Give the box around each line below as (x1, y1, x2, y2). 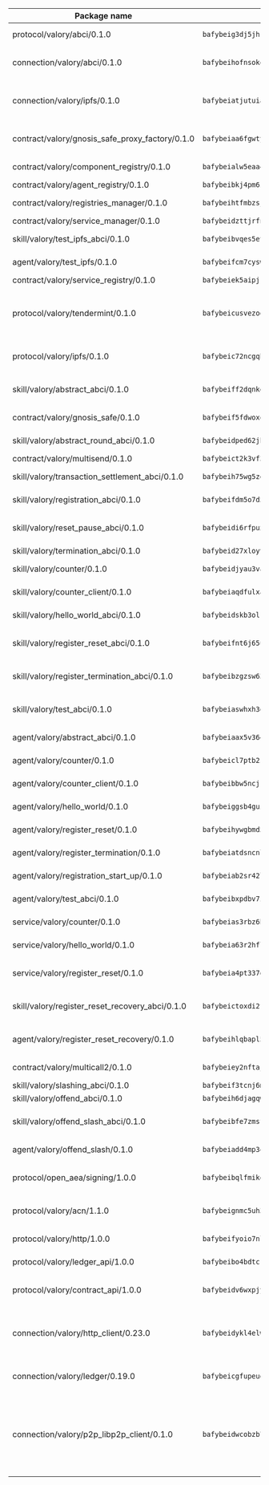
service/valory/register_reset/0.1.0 (12, 968, 144, 978)
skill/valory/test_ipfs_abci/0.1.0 (12, 233, 130, 244)
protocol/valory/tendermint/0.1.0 (12, 308, 137, 319)
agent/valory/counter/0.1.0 (12, 755, 114, 765)
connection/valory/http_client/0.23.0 (12, 1328, 151, 1338)
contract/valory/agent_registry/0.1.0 (12, 180, 150, 190)
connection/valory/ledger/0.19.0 (12, 1371, 136, 1382)
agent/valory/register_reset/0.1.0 (12, 824, 138, 835)
